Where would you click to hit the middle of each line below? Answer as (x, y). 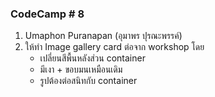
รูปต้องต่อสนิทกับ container (88, 81)
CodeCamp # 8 (47, 14)
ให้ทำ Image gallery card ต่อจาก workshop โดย (114, 47)
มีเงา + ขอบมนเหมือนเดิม (81, 69)
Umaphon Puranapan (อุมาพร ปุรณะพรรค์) (103, 36)
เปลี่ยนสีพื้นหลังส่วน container (92, 58)
